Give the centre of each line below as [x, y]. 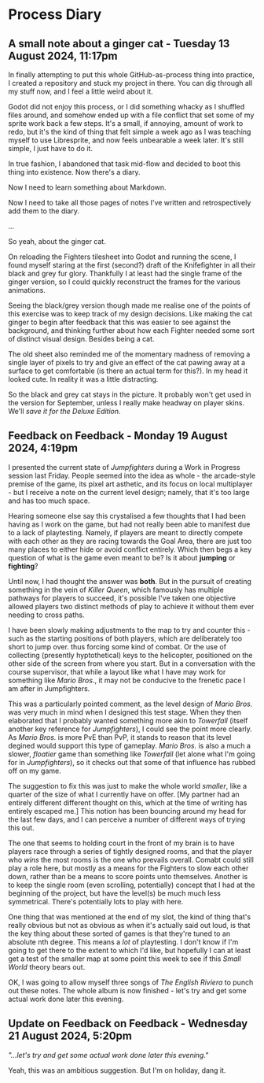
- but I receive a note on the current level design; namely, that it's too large [129, 492]
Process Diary [55, 15]
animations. [27, 290]
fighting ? [23, 566]
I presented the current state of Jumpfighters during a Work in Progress [125, 467]
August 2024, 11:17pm [63, 55]
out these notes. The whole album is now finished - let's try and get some [127, 990]
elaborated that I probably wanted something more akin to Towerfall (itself [128, 720]
